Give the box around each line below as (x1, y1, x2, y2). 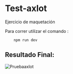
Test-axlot (5, 3, 47, 14)
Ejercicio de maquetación (5, 19, 55, 25)
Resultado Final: (5, 51, 54, 59)
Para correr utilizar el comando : (5, 28, 69, 34)
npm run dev (13, 37, 37, 43)
